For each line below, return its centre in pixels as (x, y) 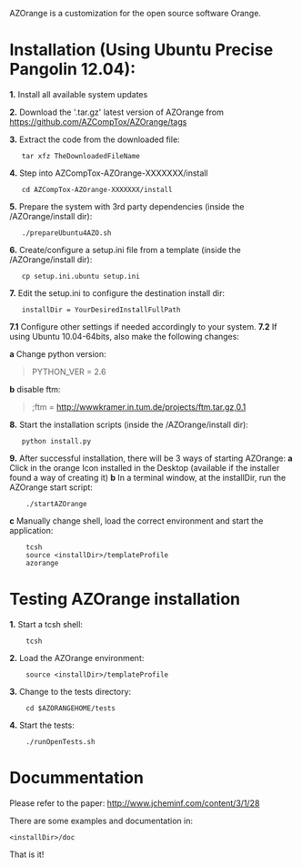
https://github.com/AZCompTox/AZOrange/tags (98, 121)
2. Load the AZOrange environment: (77, 658)
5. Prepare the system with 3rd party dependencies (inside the (127, 206)
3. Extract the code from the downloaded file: (95, 139)
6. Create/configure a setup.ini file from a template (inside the (125, 250)
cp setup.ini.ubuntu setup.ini (81, 276)
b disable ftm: (35, 389)
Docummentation (76, 778)
